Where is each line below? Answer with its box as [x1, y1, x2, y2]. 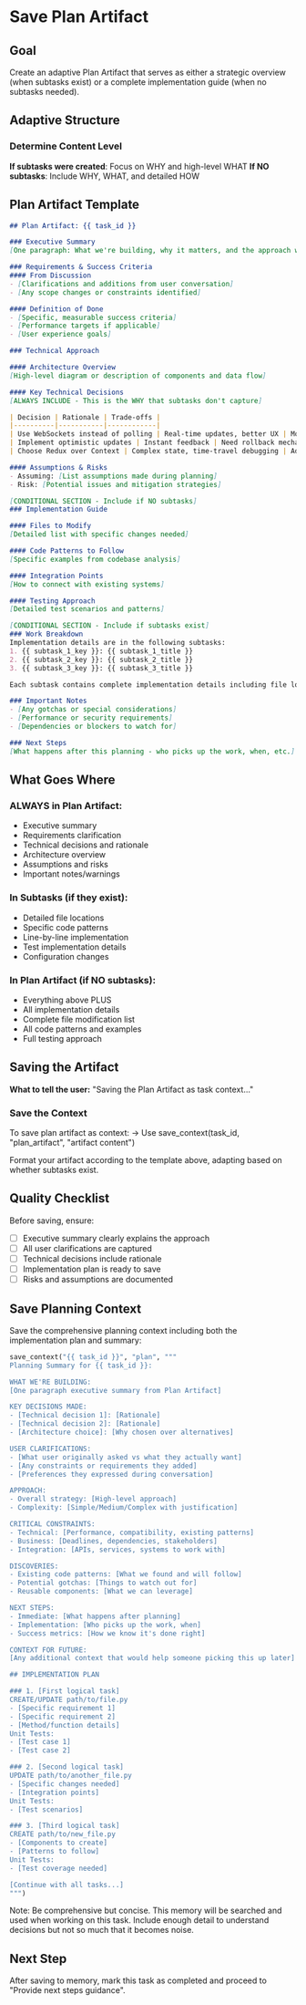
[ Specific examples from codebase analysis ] [9, 555, 181, 564]
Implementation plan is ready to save [22, 1263, 161, 1274]
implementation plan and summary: [9, 1335, 142, 1345]
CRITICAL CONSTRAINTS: [9, 1520, 96, 1529]
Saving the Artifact [9, 1060, 119, 1075]
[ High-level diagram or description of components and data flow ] [9, 371, 267, 380]
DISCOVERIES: [9, 1562, 59, 1571]
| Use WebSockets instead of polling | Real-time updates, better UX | [9, 430, 287, 439]
